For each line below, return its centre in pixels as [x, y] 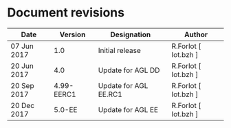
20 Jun [22, 65]
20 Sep [22, 85]
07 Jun [22, 46]
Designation [131, 34]
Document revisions [66, 13]
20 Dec [23, 105]
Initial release [119, 50]
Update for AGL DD [129, 70]
